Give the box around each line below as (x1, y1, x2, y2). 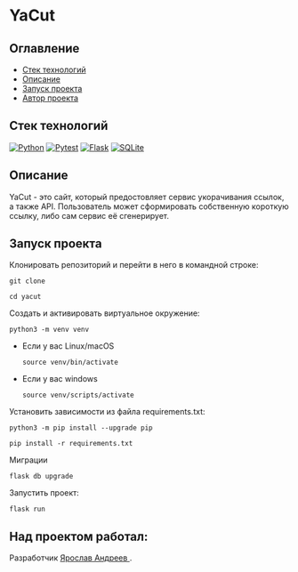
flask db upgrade (9, 472, 74, 481)
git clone (9, 277, 46, 286)
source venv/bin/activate (21, 358, 118, 367)
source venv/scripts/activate (21, 391, 135, 400)
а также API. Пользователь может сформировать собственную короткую (9, 201, 289, 212)
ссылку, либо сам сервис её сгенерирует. (9, 210, 169, 221)
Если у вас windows (21, 374, 98, 384)
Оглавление (9, 41, 80, 56)
